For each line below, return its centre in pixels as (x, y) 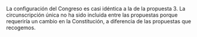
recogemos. (21, 27)
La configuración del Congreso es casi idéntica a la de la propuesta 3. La (96, 9)
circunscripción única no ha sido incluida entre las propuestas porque (92, 15)
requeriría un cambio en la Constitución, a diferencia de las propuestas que (99, 21)
